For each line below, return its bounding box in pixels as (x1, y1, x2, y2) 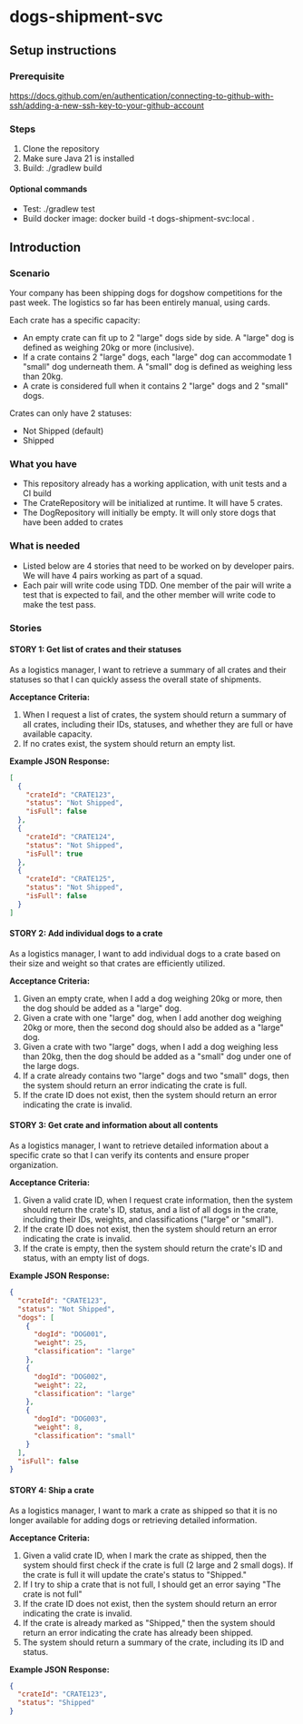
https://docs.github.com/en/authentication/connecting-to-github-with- (9, 90, 274, 101)
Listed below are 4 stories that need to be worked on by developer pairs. (22, 560, 295, 571)
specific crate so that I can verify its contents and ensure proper (9, 1150, 249, 1161)
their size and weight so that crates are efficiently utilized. (9, 957, 226, 968)
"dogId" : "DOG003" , (33, 1414, 107, 1423)
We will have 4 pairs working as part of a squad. (22, 570, 203, 580)
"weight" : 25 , (33, 1338, 88, 1348)
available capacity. (22, 728, 93, 739)
